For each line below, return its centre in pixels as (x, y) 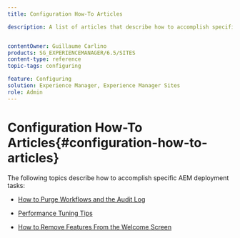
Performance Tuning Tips (55, 213)
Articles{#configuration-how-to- (107, 143)
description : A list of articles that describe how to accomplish (108, 27)
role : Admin (25, 92)
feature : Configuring (40, 79)
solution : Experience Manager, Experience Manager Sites (94, 86)
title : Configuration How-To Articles (65, 14)
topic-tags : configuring (44, 66)
